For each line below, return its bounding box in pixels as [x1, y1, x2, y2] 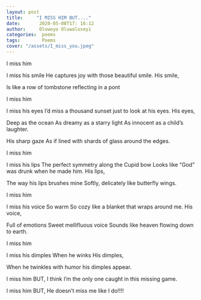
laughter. [6, 125, 29, 133]
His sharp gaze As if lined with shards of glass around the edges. [6, 137, 170, 144]
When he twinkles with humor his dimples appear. [6, 263, 132, 271]
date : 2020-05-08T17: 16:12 [6, 20, 95, 26]
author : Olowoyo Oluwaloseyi [6, 26, 92, 32]
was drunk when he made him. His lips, [6, 167, 105, 175]
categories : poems [6, 32, 56, 38]
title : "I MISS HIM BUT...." [6, 15, 92, 21]
